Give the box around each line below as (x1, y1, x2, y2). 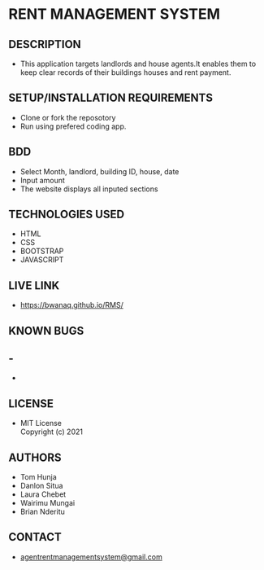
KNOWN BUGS (8, 323, 84, 338)
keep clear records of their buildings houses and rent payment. (19, 68, 232, 77)
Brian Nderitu (19, 506, 65, 517)
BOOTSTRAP (19, 246, 64, 256)
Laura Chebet (19, 489, 67, 499)
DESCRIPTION (8, 37, 81, 51)
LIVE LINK (8, 278, 60, 292)
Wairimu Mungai (19, 498, 76, 508)
